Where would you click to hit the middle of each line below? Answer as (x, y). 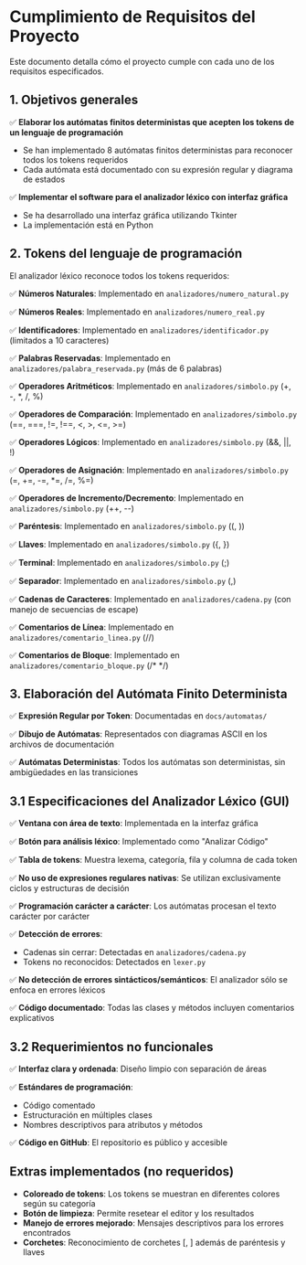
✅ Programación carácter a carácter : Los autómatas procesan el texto (143, 906)
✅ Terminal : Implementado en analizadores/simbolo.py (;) (120, 562)
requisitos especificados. (57, 71)
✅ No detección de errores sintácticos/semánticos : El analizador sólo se (148, 980)
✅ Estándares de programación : (72, 1087)
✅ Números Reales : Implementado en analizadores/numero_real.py (137, 312)
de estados (44, 179)
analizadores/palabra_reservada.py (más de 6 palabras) (116, 368)
